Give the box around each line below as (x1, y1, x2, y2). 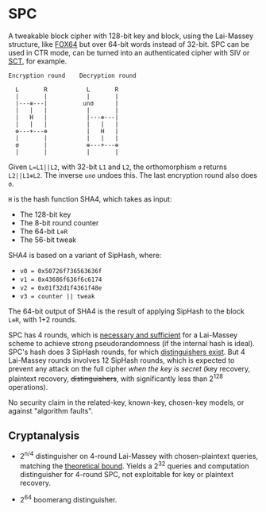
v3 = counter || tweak (19, 292, 95, 300)
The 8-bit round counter (19, 218, 99, 227)
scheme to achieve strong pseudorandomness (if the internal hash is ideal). (8, 338, 256, 348)
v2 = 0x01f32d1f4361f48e (19, 283, 102, 292)
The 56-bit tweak (19, 235, 77, 244)
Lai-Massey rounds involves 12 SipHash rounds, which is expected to (8, 355, 235, 365)
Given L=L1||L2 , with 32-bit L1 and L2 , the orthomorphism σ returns (8, 162, 228, 171)
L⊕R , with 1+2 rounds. (8, 314, 78, 324)
